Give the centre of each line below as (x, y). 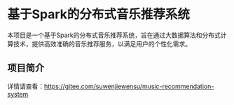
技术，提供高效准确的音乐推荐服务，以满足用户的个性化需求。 (102, 43)
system (18, 94)
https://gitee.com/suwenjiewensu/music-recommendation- (129, 86)
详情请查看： (26, 86)
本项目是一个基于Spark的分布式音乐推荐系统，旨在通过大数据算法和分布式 (114, 35)
